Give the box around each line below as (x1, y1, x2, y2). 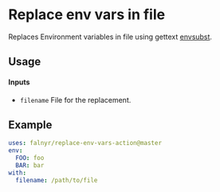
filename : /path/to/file (15, 176, 98, 184)
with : (8, 169, 26, 177)
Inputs (8, 77, 30, 87)
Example (8, 118, 53, 131)
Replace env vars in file (8, 6, 166, 24)
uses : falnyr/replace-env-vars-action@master (8, 139, 162, 147)
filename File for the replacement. (19, 95, 132, 104)
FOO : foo (15, 154, 45, 163)
